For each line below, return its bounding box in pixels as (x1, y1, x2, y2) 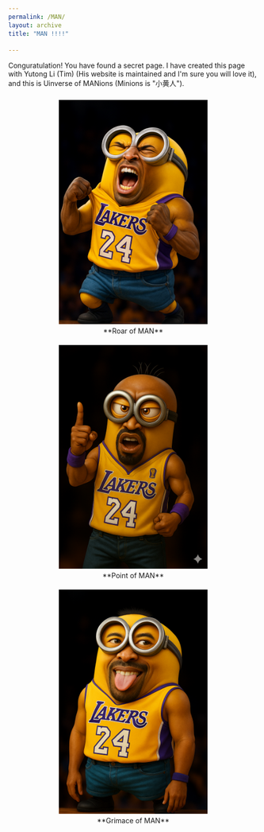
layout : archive (8, 21, 62, 29)
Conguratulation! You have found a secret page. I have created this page (8, 60, 246, 71)
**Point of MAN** (102, 571, 164, 581)
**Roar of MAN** (102, 326, 164, 336)
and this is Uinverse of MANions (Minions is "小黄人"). (8, 79, 185, 88)
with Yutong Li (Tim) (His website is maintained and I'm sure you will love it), (8, 69, 258, 79)
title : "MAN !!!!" (8, 29, 69, 37)
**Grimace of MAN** (97, 815, 170, 825)
